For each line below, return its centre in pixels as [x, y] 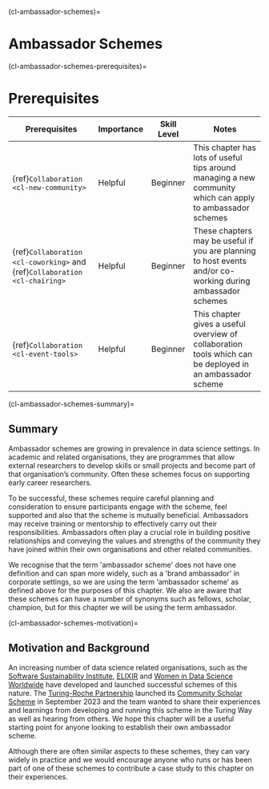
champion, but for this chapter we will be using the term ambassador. [123, 607]
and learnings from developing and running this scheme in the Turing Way [130, 710]
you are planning [225, 250]
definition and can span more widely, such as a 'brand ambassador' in [124, 573]
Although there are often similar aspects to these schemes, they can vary [129, 751]
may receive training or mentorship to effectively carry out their [113, 524]
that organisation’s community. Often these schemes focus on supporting [129, 474]
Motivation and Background [79, 648]
